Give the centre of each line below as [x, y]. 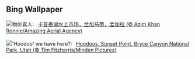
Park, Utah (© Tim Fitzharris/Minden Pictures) [61, 50]
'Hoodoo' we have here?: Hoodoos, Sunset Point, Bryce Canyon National [101, 43]
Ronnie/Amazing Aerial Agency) [44, 31]
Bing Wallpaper [34, 10]
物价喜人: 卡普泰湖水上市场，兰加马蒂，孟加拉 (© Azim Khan [86, 24]
